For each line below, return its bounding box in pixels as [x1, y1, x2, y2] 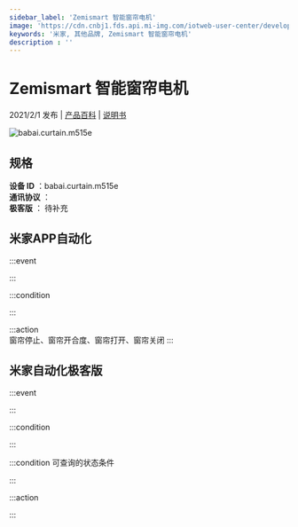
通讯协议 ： [9, 192, 51, 202]
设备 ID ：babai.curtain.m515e [9, 181, 119, 191]
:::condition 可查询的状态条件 [9, 457, 115, 468]
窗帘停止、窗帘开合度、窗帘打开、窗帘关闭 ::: [9, 334, 175, 345]
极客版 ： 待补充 [9, 203, 68, 213]
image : [9, 21, 34, 30]
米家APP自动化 [9, 232, 91, 247]
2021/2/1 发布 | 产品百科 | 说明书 [9, 110, 127, 121]
